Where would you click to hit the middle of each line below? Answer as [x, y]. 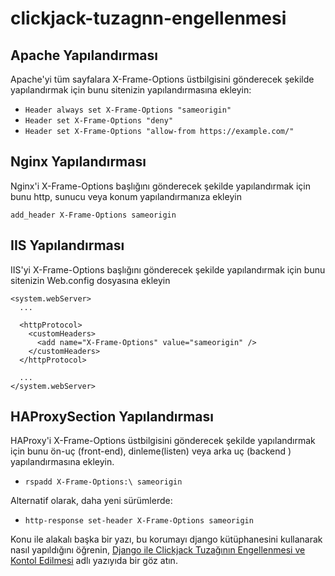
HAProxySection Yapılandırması [112, 417]
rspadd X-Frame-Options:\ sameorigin [103, 482]
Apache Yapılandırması [84, 55]
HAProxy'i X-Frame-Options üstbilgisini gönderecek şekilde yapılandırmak [163, 441]
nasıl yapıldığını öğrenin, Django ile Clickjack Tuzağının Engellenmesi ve [158, 550]
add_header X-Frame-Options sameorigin [93, 215]
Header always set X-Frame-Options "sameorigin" [128, 110]
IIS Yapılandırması [67, 245]
